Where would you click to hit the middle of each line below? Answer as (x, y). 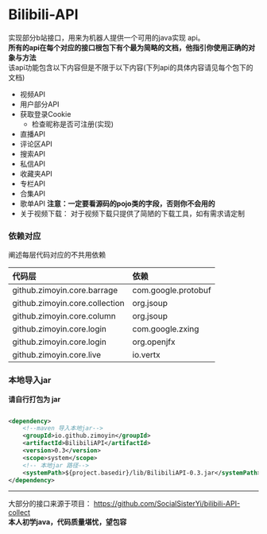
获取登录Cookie (45, 114)
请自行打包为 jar (35, 399)
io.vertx (146, 355)
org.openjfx (154, 342)
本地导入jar (30, 381)
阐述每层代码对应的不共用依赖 (57, 255)
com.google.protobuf (172, 290)
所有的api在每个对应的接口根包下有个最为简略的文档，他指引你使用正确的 (128, 47)
